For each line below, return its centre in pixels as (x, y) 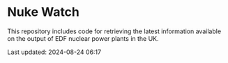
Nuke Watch (44, 12)
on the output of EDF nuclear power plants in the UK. (83, 38)
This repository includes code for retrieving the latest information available (114, 31)
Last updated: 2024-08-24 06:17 (54, 52)
